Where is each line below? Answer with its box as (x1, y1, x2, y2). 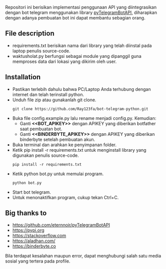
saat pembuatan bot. (19, 126, 63, 132)
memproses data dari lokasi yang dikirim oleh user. (12, 58, 117, 64)
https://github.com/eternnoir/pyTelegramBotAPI (12, 222, 110, 228)
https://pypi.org (12, 227, 45, 234)
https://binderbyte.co (12, 243, 56, 249)
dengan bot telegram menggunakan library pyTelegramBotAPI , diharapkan (5, 9, 158, 15)
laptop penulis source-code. (12, 47, 71, 54)
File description (5, 29, 55, 38)
